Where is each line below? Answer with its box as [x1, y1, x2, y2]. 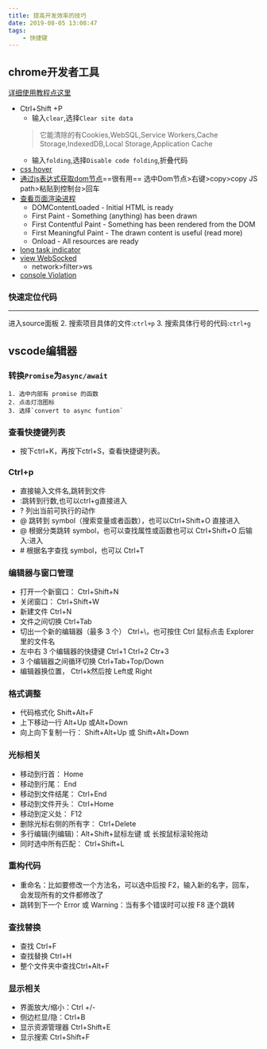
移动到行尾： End [19, 779, 77, 788]
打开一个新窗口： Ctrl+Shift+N [19, 586, 119, 596]
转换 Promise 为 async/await [8, 370, 108, 381]
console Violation [19, 270, 77, 280]
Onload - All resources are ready [31, 236, 139, 247]
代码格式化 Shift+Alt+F [19, 708, 94, 717]
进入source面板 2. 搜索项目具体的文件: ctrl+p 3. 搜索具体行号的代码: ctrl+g [8, 319, 251, 328]
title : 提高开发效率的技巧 [8, 11, 87, 20]
